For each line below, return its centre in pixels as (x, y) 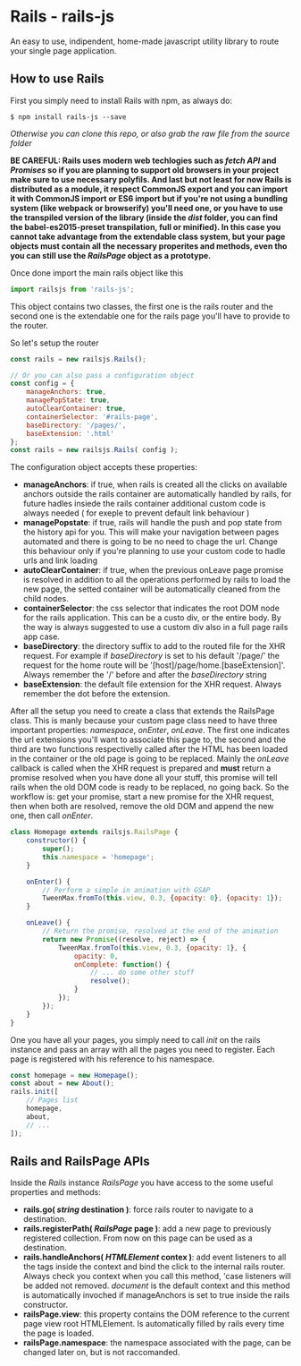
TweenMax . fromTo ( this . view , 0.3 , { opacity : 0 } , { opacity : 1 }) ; (163, 898)
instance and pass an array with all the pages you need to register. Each (143, 1049)
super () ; (59, 849)
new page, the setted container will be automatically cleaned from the (151, 589)
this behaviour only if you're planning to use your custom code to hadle (154, 551)
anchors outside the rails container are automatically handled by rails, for (157, 494)
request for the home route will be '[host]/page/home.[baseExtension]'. (154, 665)
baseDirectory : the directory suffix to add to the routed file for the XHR (154, 646)
